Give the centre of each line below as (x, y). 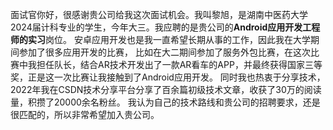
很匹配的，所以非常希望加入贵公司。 (85, 114)
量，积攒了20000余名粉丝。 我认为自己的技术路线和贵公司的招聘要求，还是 (165, 102)
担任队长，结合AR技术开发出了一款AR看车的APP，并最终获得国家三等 (179, 64)
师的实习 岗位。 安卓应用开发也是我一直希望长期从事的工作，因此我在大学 (160, 39)
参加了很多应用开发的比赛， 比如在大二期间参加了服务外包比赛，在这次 (164, 52)
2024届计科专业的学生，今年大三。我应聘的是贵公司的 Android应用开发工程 (165, 27)
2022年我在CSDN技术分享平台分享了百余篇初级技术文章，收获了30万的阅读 (166, 89)
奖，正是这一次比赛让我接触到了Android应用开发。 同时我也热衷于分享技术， (168, 77)
